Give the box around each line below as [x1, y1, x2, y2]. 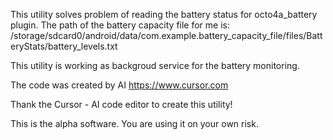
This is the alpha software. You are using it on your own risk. [10, 118, 259, 129]
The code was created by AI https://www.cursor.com [10, 79, 229, 91]
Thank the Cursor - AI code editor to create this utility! [10, 99, 233, 110]
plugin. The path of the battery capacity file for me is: [10, 19, 230, 31]
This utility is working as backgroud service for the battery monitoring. [10, 60, 300, 71]
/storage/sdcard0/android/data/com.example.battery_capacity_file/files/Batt [10, 30, 323, 41]
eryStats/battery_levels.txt [10, 40, 118, 52]
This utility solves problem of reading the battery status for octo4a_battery [10, 9, 318, 20]
